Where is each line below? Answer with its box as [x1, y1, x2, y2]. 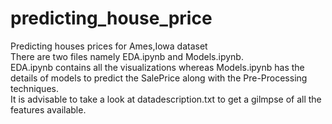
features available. [10, 103, 87, 116]
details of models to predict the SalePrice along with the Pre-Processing [10, 72, 308, 84]
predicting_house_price [10, 7, 213, 30]
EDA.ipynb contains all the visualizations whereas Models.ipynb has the [10, 61, 305, 73]
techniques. [10, 82, 59, 94]
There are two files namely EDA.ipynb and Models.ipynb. [10, 50, 244, 62]
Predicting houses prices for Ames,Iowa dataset [10, 40, 208, 52]
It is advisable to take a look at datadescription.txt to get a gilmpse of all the [10, 93, 322, 105]
